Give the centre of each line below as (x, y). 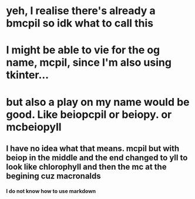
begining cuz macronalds (53, 176)
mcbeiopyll (34, 127)
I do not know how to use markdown (51, 191)
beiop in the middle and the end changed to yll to (97, 158)
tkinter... (27, 75)
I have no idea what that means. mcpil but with (93, 148)
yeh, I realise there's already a (81, 11)
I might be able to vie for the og (83, 50)
